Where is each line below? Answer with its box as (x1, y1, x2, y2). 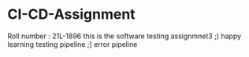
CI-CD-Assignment (7, 5, 136, 23)
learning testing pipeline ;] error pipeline (7, 39, 138, 48)
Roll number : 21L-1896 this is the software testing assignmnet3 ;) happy (7, 31, 242, 41)
